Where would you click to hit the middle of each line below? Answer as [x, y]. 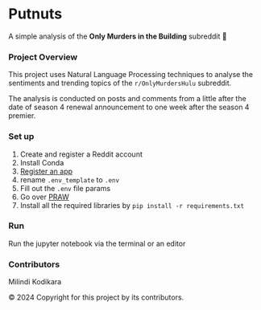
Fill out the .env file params [65, 188]
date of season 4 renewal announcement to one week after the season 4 [129, 107]
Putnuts [35, 14]
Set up [21, 137]
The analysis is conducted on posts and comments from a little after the [128, 99]
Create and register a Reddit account [81, 154]
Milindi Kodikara [35, 282]
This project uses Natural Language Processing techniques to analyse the [131, 75]
